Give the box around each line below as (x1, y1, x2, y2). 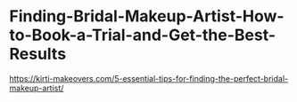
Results (9, 44, 67, 64)
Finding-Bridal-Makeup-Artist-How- (9, 6, 285, 27)
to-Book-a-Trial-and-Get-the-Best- (9, 25, 276, 45)
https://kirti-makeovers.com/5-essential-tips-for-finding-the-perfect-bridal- (9, 73, 289, 83)
